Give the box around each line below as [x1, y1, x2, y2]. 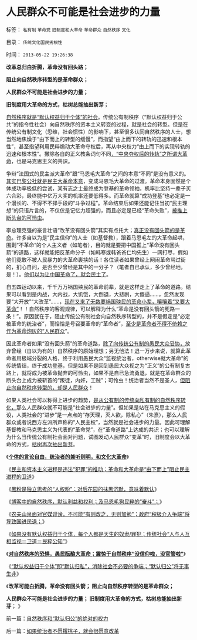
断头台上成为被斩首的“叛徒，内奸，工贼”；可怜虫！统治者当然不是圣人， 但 [6, 376, 186, 384]
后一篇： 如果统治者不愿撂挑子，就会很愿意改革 [6, 627, 119, 634]
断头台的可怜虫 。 [6, 214, 47, 221]
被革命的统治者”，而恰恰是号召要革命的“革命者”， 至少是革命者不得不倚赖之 [6, 320, 188, 327]
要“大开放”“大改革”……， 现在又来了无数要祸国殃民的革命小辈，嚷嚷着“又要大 [6, 298, 191, 305]
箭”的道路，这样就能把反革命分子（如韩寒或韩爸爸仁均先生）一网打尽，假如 [6, 248, 189, 256]
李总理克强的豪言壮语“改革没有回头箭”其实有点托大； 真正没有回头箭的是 [6, 226, 181, 234]
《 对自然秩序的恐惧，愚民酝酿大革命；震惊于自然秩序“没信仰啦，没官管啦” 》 [6, 550, 186, 557]
